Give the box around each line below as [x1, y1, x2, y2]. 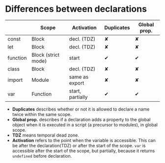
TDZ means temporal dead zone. [12, 132, 80, 138]
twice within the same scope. [12, 111, 72, 117]
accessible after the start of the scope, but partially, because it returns [12, 148, 155, 154]
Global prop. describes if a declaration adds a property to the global [12, 116, 151, 122]
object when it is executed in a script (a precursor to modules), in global [12, 121, 158, 128]
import [7, 76, 23, 83]
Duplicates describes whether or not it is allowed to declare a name [12, 106, 150, 112]
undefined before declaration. [12, 153, 72, 159]
